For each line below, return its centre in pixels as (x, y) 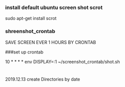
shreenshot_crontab (30, 31)
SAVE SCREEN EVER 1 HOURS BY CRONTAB (51, 42)
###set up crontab (24, 52)
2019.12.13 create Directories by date (43, 79)
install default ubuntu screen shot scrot (54, 7)
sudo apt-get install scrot (31, 18)
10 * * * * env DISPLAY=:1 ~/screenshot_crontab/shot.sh (63, 61)
